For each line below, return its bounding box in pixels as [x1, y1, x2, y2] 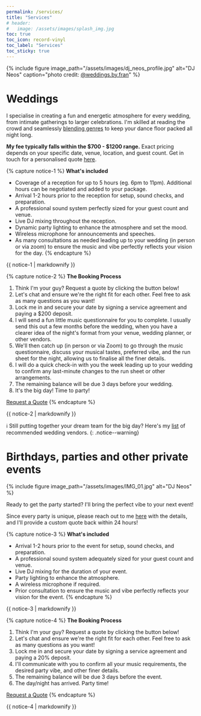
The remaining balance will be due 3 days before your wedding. [14, 380, 173, 387]
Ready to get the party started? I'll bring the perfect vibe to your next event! [6, 500, 194, 508]
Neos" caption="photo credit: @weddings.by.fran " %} [6, 70, 140, 78]
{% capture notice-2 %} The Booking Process [6, 272, 122, 280]
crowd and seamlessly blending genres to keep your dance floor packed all [6, 125, 193, 132]
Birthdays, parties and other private [6, 450, 188, 464]
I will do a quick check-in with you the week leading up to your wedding [14, 361, 193, 368]
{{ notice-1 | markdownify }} [6, 261, 76, 268]
